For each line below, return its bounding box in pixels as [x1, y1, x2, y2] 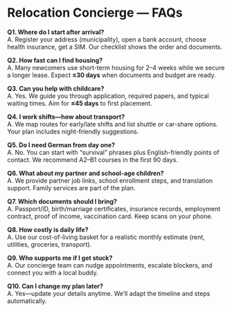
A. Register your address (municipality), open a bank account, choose [7, 35, 206, 43]
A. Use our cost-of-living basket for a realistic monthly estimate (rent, [7, 233, 206, 241]
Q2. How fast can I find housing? [7, 56, 103, 64]
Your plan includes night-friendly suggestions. [7, 127, 139, 136]
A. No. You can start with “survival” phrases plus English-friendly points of [7, 148, 220, 156]
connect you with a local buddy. [7, 268, 98, 277]
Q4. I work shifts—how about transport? [7, 113, 125, 121]
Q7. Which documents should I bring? [7, 197, 118, 206]
